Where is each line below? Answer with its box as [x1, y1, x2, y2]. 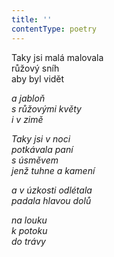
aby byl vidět [11, 72, 65, 85]
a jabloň [11, 92, 46, 104]
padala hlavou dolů [11, 194, 92, 206]
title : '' [11, 14, 53, 25]
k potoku [11, 224, 48, 236]
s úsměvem [11, 154, 59, 166]
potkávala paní [11, 143, 74, 155]
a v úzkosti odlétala [11, 184, 93, 196]
